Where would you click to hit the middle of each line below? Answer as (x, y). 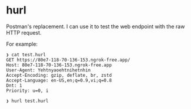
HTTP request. (24, 32)
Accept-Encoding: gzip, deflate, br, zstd (59, 75)
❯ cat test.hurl (26, 54)
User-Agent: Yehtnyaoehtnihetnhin (49, 70)
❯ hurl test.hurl (27, 101)
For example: (22, 44)
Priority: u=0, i (27, 91)
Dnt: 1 (14, 86)
